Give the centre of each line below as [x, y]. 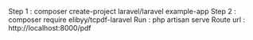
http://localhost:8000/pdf [50, 28]
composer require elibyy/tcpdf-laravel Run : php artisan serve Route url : [127, 20]
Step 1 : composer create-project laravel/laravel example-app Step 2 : [122, 11]
